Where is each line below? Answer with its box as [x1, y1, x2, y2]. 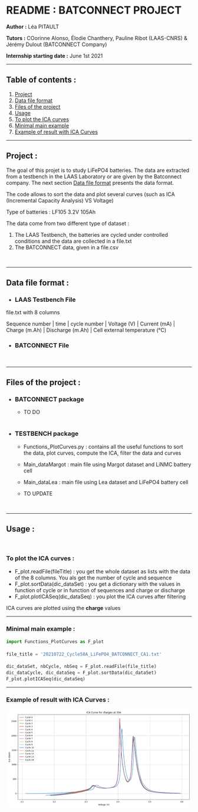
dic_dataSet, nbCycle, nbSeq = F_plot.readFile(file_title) [6, 664, 157, 670]
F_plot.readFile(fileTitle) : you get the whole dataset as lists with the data [14, 568, 190, 575]
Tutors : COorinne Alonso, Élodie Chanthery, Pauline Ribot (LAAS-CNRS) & [6, 34, 187, 41]
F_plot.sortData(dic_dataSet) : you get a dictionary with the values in [14, 580, 181, 588]
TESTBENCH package [14, 429, 79, 438]
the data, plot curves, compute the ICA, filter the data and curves [23, 449, 181, 456]
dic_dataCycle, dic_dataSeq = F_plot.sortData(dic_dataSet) [6, 670, 157, 676]
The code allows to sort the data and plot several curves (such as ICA [6, 190, 175, 198]
